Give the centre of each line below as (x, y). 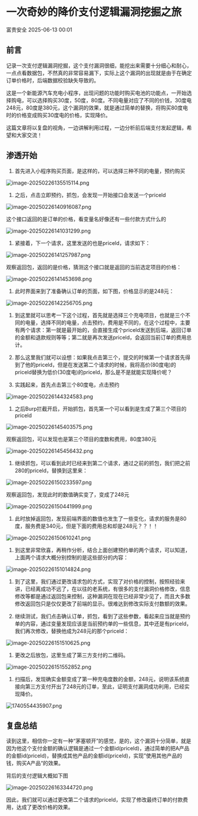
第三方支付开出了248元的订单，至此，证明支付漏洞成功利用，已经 (105, 686)
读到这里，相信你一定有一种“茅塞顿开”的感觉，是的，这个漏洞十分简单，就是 (99, 741)
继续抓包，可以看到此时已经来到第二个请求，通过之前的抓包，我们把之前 (102, 463)
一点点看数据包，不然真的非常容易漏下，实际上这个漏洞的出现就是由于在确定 (99, 73)
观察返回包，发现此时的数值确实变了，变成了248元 (68, 494)
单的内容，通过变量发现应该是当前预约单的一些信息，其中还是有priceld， (103, 623)
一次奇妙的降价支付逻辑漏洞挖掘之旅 (94, 12)
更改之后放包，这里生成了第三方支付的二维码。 (71, 655)
